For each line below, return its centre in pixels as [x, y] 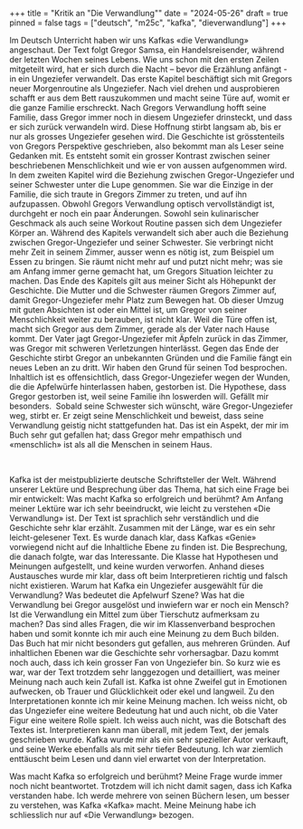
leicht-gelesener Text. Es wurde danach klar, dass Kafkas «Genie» [133, 537]
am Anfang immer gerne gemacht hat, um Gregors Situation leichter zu [142, 271]
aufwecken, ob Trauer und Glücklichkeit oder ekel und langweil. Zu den [142, 691]
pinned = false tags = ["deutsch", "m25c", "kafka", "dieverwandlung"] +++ [148, 23]
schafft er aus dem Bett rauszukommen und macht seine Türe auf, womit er [150, 98]
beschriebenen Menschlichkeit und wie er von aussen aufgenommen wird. [148, 165]
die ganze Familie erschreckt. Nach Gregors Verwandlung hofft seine [138, 107]
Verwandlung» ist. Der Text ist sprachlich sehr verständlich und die [134, 518]
